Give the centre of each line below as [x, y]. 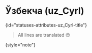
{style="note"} [21, 45]
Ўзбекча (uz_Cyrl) [45, 11]
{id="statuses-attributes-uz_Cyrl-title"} [46, 25]
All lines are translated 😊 [44, 35]
